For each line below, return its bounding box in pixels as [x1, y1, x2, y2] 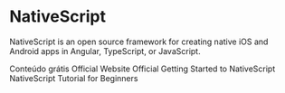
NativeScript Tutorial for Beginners [9, 72, 138, 83]
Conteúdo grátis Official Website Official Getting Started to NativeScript [9, 63, 276, 74]
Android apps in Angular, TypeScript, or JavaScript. [9, 45, 201, 56]
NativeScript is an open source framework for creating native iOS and [9, 36, 269, 47]
